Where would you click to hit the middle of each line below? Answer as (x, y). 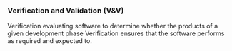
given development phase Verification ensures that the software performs (116, 33)
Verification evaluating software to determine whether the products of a (113, 26)
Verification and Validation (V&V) (66, 11)
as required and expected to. (50, 41)
